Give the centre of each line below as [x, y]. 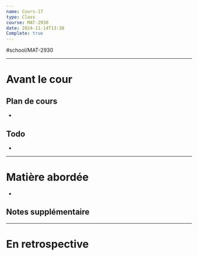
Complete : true [25, 34]
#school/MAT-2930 [30, 50]
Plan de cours [32, 101]
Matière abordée [47, 177]
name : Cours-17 [25, 11]
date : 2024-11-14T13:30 [35, 28]
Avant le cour [39, 79]
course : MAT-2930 [27, 22]
